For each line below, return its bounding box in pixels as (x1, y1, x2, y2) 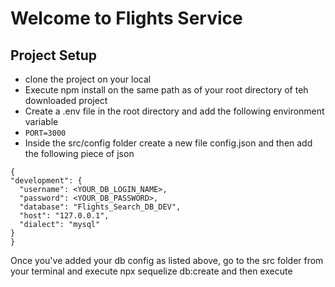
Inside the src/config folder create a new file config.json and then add (24, 137, 313, 149)
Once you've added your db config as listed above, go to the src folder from (10, 255, 324, 266)
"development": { (10, 176, 83, 186)
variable (24, 116, 59, 127)
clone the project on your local (24, 73, 152, 85)
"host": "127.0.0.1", (19, 211, 110, 221)
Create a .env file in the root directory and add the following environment (24, 105, 325, 117)
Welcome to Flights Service (10, 7, 243, 30)
